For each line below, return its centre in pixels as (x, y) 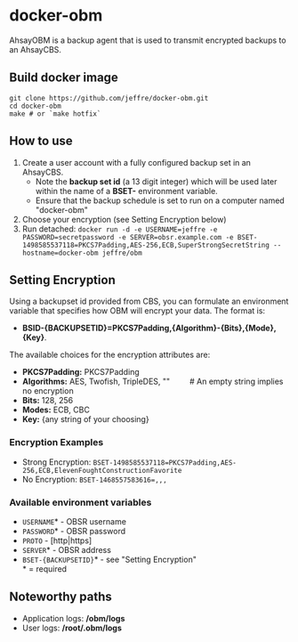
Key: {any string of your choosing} (85, 419)
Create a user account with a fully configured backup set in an (137, 162)
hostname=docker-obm (60, 253)
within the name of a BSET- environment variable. (126, 191)
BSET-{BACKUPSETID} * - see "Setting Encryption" (109, 559)
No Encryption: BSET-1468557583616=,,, (94, 479)
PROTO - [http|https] (57, 540)
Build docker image (64, 78)
